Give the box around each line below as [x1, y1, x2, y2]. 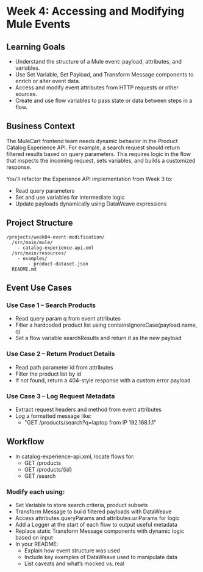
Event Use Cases [6, 283, 72, 293]
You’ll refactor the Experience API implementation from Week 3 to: [6, 175, 173, 182]
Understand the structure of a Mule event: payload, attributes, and [15, 58, 182, 65]
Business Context [6, 121, 75, 132]
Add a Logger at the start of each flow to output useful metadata [15, 521, 178, 529]
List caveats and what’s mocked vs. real [24, 560, 125, 567]
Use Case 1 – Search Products [6, 301, 96, 310]
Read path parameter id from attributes [15, 363, 113, 371]
